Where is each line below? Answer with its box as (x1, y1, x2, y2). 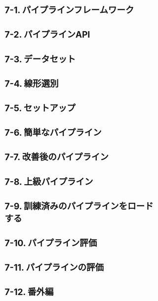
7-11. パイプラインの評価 (4, 262, 104, 273)
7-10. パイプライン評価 (4, 237, 97, 249)
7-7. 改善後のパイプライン (4, 151, 109, 163)
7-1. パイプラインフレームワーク (4, 4, 134, 16)
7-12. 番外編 (4, 287, 54, 298)
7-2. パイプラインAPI (4, 29, 90, 40)
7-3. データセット (4, 53, 76, 65)
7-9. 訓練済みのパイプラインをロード (4, 201, 154, 212)
